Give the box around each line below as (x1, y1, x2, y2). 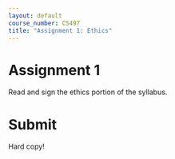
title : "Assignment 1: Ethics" (8, 26, 113, 34)
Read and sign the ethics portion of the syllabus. (8, 87, 168, 97)
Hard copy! (8, 141, 46, 152)
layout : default (8, 11, 62, 20)
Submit (8, 115, 58, 133)
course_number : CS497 (8, 19, 81, 27)
